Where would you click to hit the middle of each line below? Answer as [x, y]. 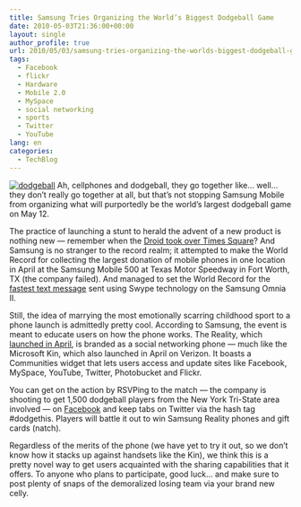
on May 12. [29, 214]
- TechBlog [38, 159]
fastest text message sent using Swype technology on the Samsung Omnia [148, 288]
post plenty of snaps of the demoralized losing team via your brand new [142, 483]
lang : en [26, 143]
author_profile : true [50, 43]
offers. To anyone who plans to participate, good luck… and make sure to [144, 474]
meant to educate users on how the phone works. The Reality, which [136, 334]
